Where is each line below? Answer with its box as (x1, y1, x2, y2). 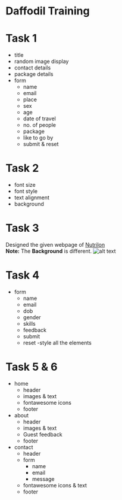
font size (14, 181, 36, 189)
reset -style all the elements (23, 339, 92, 346)
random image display (14, 58, 69, 65)
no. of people (23, 122, 56, 129)
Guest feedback (23, 431, 63, 438)
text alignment (14, 194, 50, 201)
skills (23, 320, 36, 327)
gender (23, 313, 41, 321)
